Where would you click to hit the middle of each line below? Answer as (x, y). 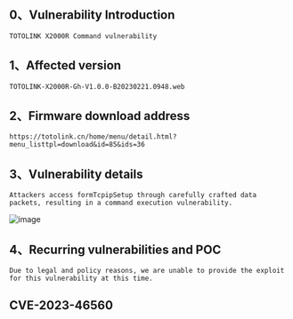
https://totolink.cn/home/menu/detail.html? (93, 137)
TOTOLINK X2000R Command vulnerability (83, 36)
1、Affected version (65, 65)
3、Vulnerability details (76, 174)
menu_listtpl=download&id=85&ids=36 (77, 145)
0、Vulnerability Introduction (92, 15)
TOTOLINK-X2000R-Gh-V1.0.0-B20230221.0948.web (97, 86)
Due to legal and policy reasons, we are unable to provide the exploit (147, 271)
